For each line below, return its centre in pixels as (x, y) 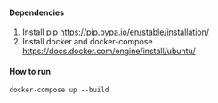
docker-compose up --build (59, 90)
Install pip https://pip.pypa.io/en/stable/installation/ (116, 32)
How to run (30, 71)
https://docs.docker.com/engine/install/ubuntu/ (109, 51)
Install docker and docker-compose (87, 42)
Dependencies (37, 12)
